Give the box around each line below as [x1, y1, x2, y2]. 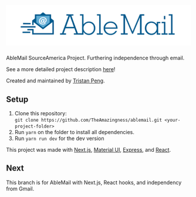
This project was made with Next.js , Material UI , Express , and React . [6, 146, 171, 153]
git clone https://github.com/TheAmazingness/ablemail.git [14, 117, 163, 123]
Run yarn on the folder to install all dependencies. [14, 129, 135, 136]
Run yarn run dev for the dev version [14, 135, 104, 142]
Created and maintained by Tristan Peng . [6, 77, 106, 84]
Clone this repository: [14, 110, 67, 117]
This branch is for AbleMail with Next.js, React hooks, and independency [6, 179, 182, 186]
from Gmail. [6, 185, 35, 192]
